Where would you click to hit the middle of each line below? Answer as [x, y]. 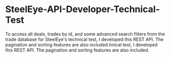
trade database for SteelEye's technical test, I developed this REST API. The [84, 39]
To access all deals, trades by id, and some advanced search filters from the [85, 34]
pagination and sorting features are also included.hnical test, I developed [81, 44]
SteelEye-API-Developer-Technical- [83, 9]
